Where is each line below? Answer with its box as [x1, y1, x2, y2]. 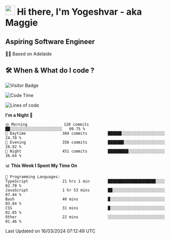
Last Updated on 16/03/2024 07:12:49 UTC [5, 228, 96, 234]
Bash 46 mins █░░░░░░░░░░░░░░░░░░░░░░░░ [5, 197, 165, 202]
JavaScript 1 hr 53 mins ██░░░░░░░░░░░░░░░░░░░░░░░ [5, 187, 165, 193]
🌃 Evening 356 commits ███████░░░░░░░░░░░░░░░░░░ [5, 139, 165, 145]
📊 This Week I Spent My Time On [5, 162, 77, 169]
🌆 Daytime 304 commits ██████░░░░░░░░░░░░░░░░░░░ [5, 131, 165, 136]
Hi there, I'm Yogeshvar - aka [17, 6, 143, 18]
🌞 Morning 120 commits [5, 122, 89, 127]
